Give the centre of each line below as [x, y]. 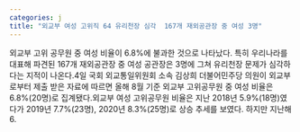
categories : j [36, 18]
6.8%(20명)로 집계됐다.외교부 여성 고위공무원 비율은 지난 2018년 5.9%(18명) [145, 97]
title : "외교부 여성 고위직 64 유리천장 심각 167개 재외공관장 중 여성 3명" [136, 26]
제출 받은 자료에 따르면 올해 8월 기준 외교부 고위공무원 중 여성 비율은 [153, 86]
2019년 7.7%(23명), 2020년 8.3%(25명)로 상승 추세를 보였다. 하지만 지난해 [159, 109]
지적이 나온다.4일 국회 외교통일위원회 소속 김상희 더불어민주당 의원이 [146, 75]
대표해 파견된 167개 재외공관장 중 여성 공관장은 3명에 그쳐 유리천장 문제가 [138, 64]
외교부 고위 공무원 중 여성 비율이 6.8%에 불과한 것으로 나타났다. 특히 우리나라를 [149, 53]
